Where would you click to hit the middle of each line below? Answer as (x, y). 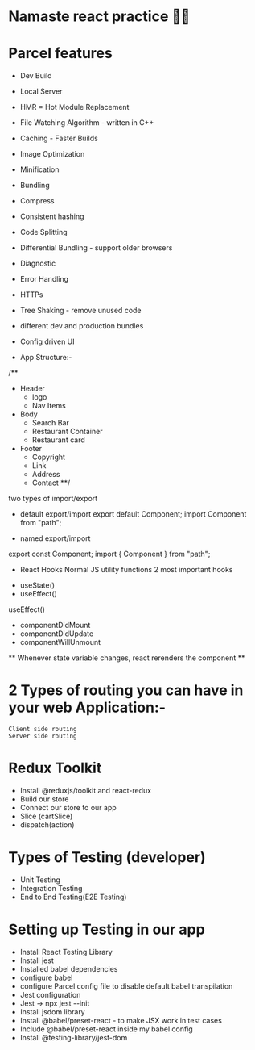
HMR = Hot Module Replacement (74, 107)
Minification (39, 169)
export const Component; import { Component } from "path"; (109, 554)
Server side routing (43, 736)
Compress (37, 201)
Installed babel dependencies (69, 968)
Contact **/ (51, 483)
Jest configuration (50, 994)
